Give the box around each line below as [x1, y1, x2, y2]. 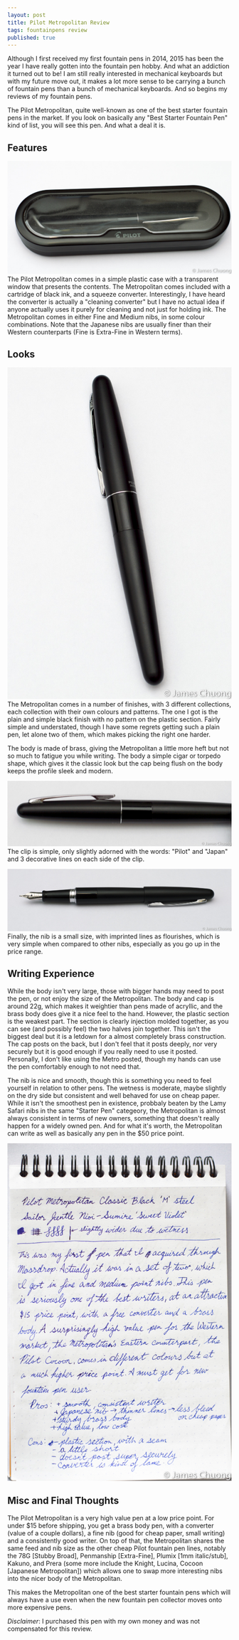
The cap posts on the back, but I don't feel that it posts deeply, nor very [7, 1039, 218, 1048]
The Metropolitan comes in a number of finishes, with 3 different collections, [7, 700, 232, 709]
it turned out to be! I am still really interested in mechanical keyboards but [7, 70, 223, 78]
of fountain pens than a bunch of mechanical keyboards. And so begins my [7, 85, 228, 93]
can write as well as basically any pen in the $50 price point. [7, 1128, 185, 1138]
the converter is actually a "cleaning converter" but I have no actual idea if [7, 297, 225, 306]
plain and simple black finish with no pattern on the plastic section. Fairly [7, 715, 221, 724]
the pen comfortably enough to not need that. [7, 1062, 141, 1071]
